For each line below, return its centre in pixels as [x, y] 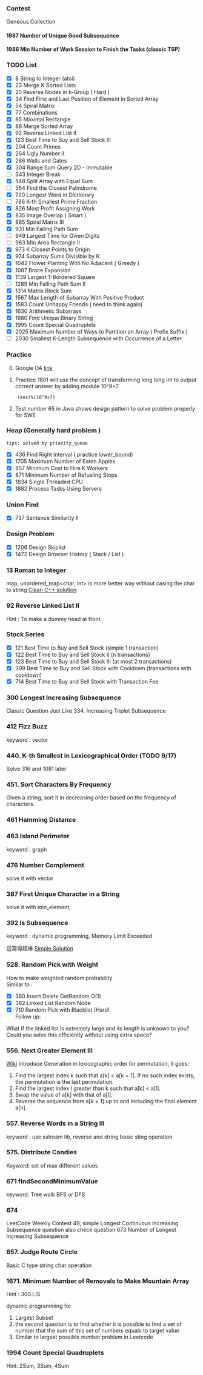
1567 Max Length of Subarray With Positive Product [79, 297]
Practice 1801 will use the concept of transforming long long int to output [106, 380]
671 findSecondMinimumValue [52, 1181]
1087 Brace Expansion [43, 270]
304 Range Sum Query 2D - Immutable [64, 167]
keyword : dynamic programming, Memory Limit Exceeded [79, 936]
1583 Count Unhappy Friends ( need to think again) [79, 304]
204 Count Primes [38, 147]
